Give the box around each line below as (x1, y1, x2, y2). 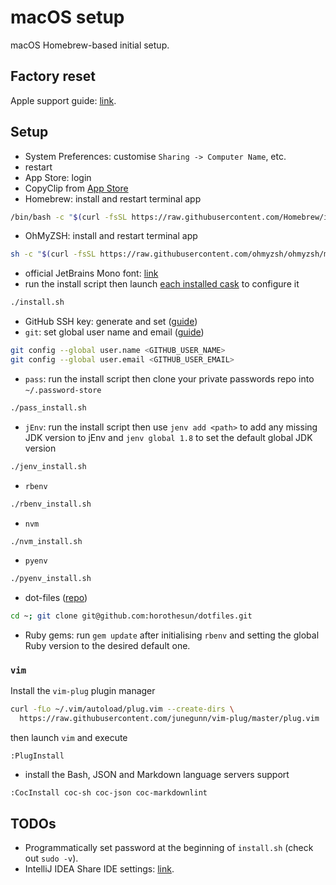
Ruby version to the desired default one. (24, 640, 191, 652)
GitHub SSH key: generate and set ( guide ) (24, 316, 198, 328)
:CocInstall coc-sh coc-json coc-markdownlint (10, 788, 208, 798)
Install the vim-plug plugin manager (10, 685, 156, 697)
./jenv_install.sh (10, 461, 87, 471)
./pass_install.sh (10, 402, 87, 413)
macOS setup (10, 6, 125, 29)
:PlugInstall (10, 751, 65, 761)
